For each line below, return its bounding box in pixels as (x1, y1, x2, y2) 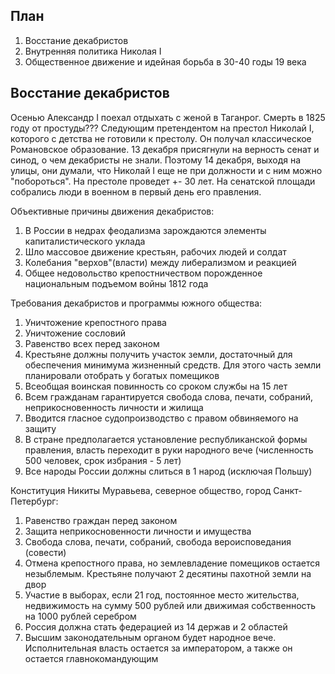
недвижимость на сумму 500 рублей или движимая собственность (24, 599, 317, 611)
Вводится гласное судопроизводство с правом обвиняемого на (24, 412, 299, 424)
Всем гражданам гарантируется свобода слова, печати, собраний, (24, 390, 314, 403)
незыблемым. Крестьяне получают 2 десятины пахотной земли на (24, 567, 312, 579)
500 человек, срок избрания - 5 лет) (24, 454, 182, 466)
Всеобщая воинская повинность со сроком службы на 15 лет (24, 380, 288, 392)
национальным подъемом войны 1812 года (24, 277, 209, 289)
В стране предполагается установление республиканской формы (24, 433, 308, 445)
